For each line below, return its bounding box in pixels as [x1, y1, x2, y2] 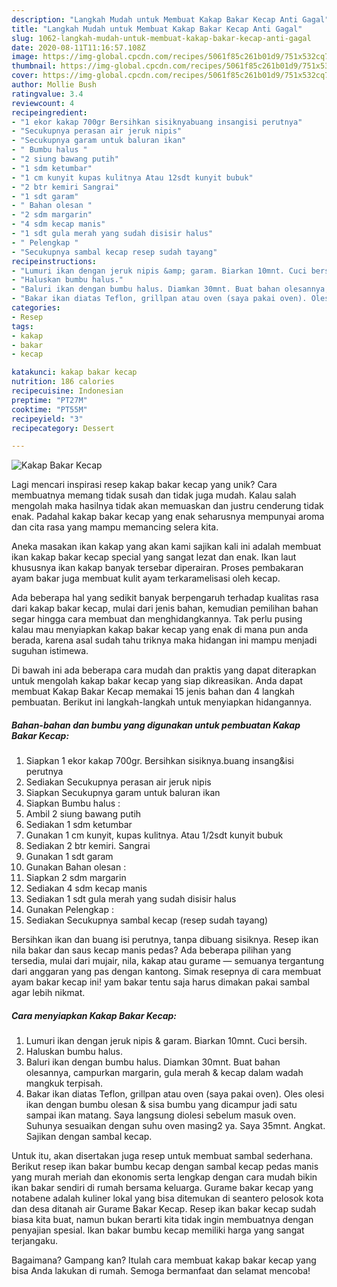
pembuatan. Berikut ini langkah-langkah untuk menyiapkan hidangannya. [11, 696, 313, 708]
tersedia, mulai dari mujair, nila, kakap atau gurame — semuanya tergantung [11, 955, 325, 967]
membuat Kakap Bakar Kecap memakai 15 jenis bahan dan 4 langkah [11, 686, 295, 698]
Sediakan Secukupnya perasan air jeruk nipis [25, 776, 212, 788]
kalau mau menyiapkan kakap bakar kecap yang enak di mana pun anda [11, 624, 309, 636]
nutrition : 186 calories [11, 377, 115, 387]
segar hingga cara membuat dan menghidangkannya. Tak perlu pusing [11, 613, 303, 625]
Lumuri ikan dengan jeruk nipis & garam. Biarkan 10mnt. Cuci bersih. [25, 1035, 308, 1047]
